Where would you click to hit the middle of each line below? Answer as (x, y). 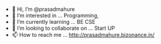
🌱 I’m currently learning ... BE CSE (54, 22)
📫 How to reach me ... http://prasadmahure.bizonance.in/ (83, 35)
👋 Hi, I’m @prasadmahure (43, 9)
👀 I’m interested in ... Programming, (55, 15)
